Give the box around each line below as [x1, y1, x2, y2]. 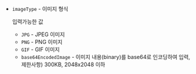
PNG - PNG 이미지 [21, 39, 63, 45]
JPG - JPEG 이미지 [21, 31, 65, 38]
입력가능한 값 [12, 18, 44, 25]
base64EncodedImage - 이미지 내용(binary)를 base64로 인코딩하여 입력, [21, 54, 191, 60]
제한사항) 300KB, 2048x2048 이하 [21, 61, 106, 68]
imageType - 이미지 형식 [12, 5, 69, 12]
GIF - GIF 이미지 [21, 46, 60, 53]
